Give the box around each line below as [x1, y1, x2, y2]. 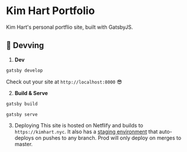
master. [14, 141, 33, 148]
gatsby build [6, 101, 38, 107]
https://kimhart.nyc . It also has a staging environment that [14, 128, 158, 136]
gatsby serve [6, 112, 38, 117]
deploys [14, 134, 34, 141]
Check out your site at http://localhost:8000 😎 [6, 78, 123, 85]
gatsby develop [6, 67, 43, 73]
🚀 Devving [6, 40, 44, 50]
